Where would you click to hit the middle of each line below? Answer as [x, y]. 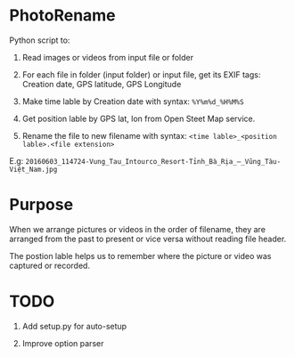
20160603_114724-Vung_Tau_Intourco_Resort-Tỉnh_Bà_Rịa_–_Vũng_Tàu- [153, 161]
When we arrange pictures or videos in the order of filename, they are [137, 229]
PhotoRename [62, 16]
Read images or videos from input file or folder [108, 57]
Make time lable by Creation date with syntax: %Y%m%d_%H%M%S [133, 101]
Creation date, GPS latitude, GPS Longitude [102, 84]
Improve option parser [63, 343]
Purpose [41, 205]
